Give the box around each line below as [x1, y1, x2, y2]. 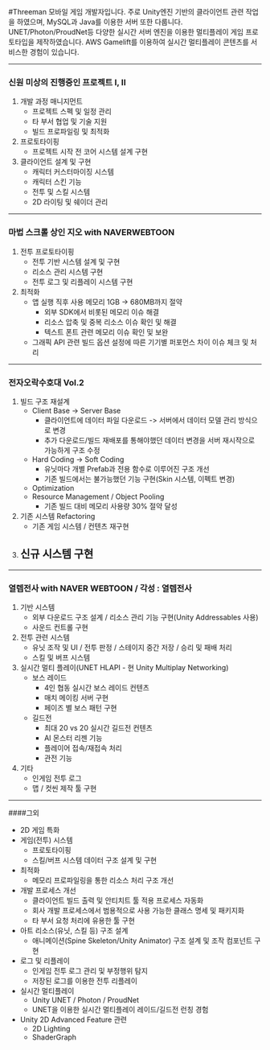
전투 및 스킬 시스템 [31, 187, 91, 197]
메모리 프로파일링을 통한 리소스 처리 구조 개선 [31, 875, 174, 885]
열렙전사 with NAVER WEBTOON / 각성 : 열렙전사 [8, 583, 193, 594]
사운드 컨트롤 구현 [31, 623, 88, 632]
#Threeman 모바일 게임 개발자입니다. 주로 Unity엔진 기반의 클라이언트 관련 [8, 7, 244, 16]
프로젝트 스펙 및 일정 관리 [31, 107, 112, 117]
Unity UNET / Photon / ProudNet [31, 995, 139, 1004]
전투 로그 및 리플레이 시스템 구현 [31, 277, 133, 286]
